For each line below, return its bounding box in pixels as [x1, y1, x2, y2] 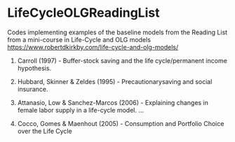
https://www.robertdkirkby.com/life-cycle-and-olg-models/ [7, 43, 179, 51]
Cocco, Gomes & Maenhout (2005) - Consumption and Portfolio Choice [17, 119, 224, 127]
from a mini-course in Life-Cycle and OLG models [7, 35, 151, 43]
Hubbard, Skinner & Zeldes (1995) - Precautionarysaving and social [17, 77, 213, 85]
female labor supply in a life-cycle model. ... [17, 106, 145, 114]
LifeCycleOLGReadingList [7, 5, 160, 21]
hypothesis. [17, 64, 51, 72]
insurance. [17, 85, 48, 93]
